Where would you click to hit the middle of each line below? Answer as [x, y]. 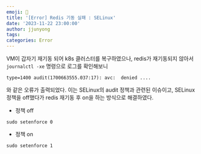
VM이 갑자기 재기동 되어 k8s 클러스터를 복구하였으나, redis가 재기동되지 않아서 [100, 58]
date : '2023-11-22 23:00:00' [43, 23]
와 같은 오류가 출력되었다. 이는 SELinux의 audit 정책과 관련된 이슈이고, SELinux [101, 90]
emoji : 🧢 [17, 12]
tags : [13, 35]
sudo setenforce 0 [30, 122]
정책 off [24, 110]
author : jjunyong [28, 29]
